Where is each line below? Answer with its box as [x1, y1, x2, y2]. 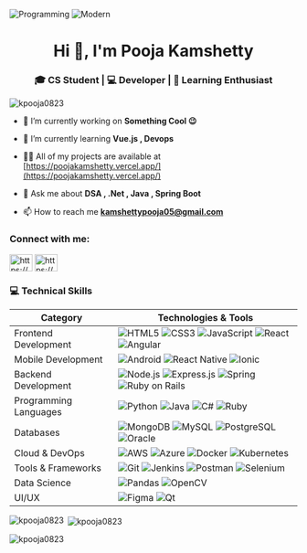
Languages [14, 406, 62, 419]
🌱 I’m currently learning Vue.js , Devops [22, 133, 175, 144]
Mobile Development [14, 353, 103, 366]
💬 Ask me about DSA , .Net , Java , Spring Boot [22, 188, 201, 199]
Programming [14, 394, 73, 407]
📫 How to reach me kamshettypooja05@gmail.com [22, 207, 224, 218]
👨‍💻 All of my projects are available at [22, 151, 162, 162]
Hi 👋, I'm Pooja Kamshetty [53, 41, 254, 61]
